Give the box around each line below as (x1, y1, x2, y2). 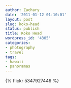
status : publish (5, 26, 40, 31)
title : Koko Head (5, 31, 42, 36)
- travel (5, 50, 24, 55)
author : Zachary (5, 7, 40, 13)
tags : (5, 54, 17, 60)
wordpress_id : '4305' (5, 36, 51, 41)
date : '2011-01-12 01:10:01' (5, 12, 67, 17)
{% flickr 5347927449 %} (5, 78, 59, 84)
